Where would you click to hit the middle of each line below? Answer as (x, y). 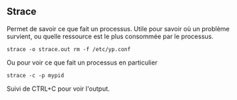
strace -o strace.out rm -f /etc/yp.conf (69, 49)
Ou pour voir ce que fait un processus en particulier (82, 62)
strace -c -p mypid (35, 75)
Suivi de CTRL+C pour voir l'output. (59, 89)
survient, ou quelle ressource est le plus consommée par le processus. (110, 36)
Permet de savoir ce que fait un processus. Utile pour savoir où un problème (118, 28)
